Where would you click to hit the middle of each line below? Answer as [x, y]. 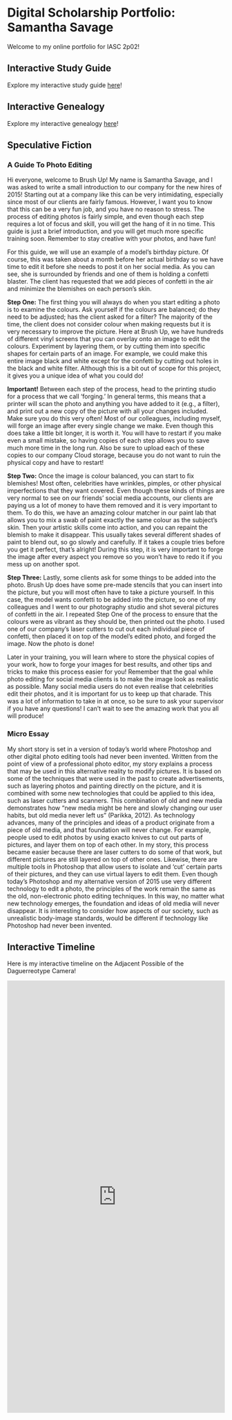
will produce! [26, 716]
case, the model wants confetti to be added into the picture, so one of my [112, 600]
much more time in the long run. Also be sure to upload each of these [106, 448]
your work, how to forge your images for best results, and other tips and [109, 665]
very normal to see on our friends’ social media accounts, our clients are [110, 498]
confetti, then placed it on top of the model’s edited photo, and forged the [112, 636]
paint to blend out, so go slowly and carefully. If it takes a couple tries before [116, 542]
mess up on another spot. [44, 564]
